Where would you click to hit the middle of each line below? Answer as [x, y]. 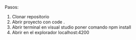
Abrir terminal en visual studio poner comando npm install [71, 27]
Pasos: [12, 7]
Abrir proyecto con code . [38, 22]
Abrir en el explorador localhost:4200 [50, 32]
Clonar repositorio [30, 17]
